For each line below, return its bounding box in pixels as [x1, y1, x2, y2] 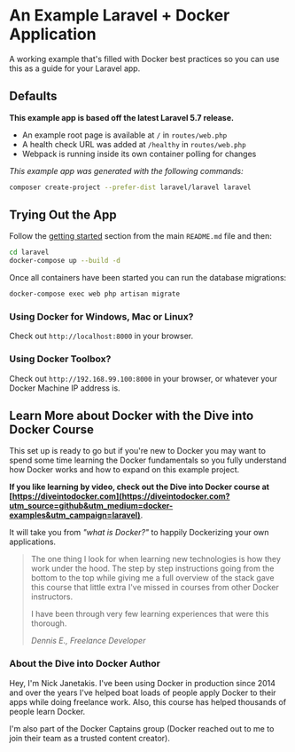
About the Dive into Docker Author [9, 658, 161, 670]
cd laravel [9, 248, 50, 257]
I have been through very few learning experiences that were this [30, 609, 269, 620]
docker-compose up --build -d [9, 257, 121, 265]
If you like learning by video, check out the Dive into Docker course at [9, 481, 270, 493]
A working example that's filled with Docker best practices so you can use [9, 53, 280, 64]
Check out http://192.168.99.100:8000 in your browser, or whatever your [9, 373, 277, 384]
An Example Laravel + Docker [9, 5, 230, 26]
